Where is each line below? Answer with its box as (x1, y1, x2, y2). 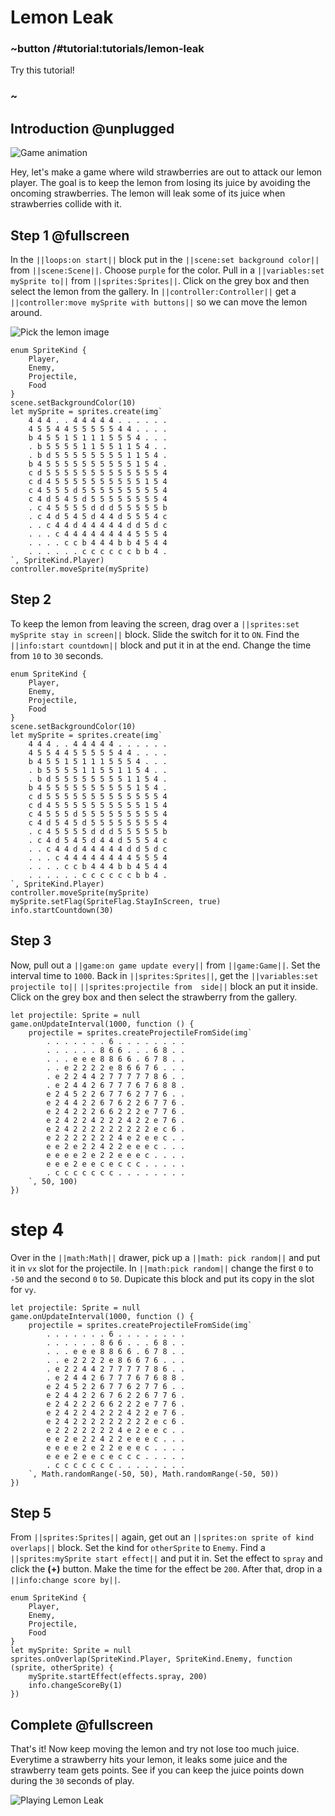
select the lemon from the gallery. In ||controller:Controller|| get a (10, 286, 297, 298)
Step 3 (10, 932, 52, 950)
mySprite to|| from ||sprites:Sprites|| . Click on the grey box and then (10, 275, 310, 287)
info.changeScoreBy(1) (28, 1681, 123, 1691)
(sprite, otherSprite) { (10, 1663, 114, 1673)
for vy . (10, 1283, 37, 1295)
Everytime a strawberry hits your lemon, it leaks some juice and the (10, 1754, 288, 1766)
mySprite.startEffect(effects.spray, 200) (28, 1672, 208, 1682)
